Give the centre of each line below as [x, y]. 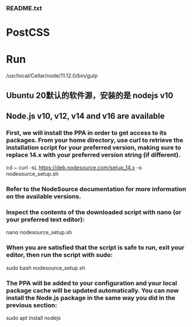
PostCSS [28, 33]
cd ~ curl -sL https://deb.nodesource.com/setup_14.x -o [74, 168]
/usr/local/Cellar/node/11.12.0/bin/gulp [52, 76]
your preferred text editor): [45, 219]
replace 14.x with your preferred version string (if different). [93, 155]
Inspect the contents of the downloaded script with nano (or [94, 212]
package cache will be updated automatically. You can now [92, 291]
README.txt [24, 8]
